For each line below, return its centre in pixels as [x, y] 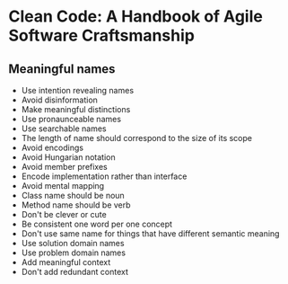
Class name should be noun [73, 195]
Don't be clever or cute [64, 214]
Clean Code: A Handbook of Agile [136, 17]
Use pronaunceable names [71, 119]
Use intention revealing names [78, 90]
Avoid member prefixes [65, 167]
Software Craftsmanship [101, 35]
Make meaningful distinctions [76, 109]
